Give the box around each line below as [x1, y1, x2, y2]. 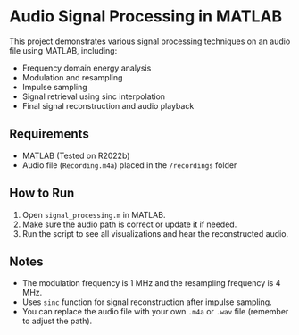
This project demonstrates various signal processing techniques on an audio [9, 36, 291, 46]
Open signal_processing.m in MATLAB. [21, 209, 166, 220]
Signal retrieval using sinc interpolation [21, 91, 166, 102]
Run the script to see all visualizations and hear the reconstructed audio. [21, 228, 288, 239]
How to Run [9, 186, 75, 201]
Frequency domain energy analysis [21, 63, 152, 73]
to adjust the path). [21, 315, 93, 327]
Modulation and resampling [21, 71, 123, 82]
